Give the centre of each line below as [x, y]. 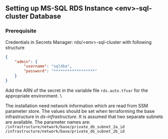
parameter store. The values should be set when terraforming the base [80, 111]
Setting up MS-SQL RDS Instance [59, 8]
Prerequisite [21, 31]
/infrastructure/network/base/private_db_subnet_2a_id [65, 127]
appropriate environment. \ [34, 96]
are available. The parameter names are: [48, 122]
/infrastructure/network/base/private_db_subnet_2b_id [65, 131]
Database [46, 17]
